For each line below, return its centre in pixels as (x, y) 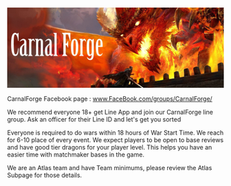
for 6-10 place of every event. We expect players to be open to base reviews (115, 140)
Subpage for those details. (45, 175)
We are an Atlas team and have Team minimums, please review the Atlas (110, 167)
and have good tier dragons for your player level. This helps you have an (110, 147)
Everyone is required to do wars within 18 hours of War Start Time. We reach (115, 132)
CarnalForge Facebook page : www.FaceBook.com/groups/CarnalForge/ (110, 98)
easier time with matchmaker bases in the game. (76, 154)
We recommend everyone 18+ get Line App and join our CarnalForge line (110, 112)
